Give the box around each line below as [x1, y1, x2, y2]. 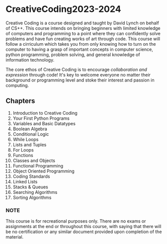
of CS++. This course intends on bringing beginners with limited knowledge [5, 25, 161, 31]
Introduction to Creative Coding [12, 110, 78, 116]
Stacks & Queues [12, 184, 49, 190]
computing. [5, 82, 29, 88]
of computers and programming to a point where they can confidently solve [5, 30, 161, 36]
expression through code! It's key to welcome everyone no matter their [5, 72, 151, 78]
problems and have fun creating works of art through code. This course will [5, 36, 161, 42]
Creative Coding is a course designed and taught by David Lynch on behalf [5, 20, 160, 26]
